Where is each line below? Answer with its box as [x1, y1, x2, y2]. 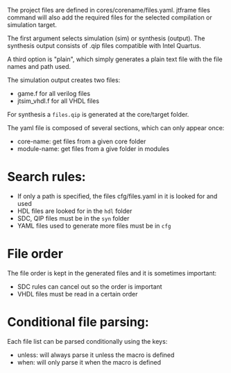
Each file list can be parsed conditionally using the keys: [7, 337, 168, 345]
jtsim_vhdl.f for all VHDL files [17, 97, 99, 105]
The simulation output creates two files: [7, 76, 121, 84]
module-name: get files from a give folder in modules [17, 145, 170, 152]
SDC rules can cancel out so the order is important [17, 282, 162, 291]
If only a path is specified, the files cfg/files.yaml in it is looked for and [17, 191, 218, 200]
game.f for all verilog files [17, 90, 91, 97]
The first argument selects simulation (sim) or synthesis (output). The [7, 34, 205, 42]
